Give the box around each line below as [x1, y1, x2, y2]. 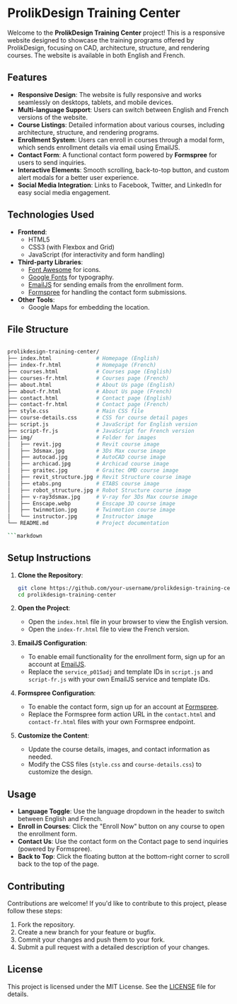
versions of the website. [17, 113, 88, 121]
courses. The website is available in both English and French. [7, 51, 185, 60]
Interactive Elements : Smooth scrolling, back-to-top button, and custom [17, 165, 229, 174]
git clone [17, 585, 47, 592]
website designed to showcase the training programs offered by [7, 35, 195, 44]
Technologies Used [7, 209, 94, 221]
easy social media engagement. [17, 188, 111, 196]
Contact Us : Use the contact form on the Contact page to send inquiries [17, 837, 229, 846]
